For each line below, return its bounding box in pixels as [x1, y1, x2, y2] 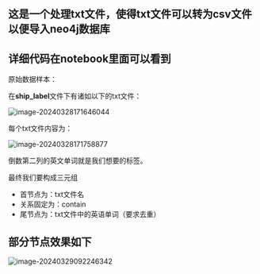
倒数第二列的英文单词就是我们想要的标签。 [8, 156, 147, 165]
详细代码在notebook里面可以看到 [8, 52, 172, 65]
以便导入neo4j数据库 [8, 22, 111, 36]
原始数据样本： [8, 75, 57, 84]
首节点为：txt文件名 [19, 190, 85, 199]
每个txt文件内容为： [8, 124, 73, 133]
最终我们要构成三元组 [8, 173, 78, 183]
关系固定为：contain [19, 199, 86, 209]
